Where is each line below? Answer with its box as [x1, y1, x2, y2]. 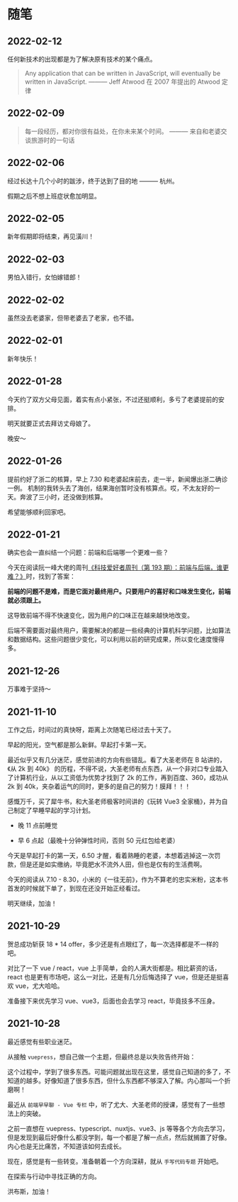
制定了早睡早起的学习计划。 [13, 806, 94, 814]
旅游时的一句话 [30, 135, 75, 144]
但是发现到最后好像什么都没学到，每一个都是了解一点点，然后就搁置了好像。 [7, 1133, 231, 1142]
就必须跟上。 [7, 596, 45, 605]
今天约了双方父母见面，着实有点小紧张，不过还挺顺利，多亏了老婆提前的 [7, 395, 218, 404]
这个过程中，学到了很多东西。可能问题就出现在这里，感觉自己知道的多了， [7, 1067, 225, 1076]
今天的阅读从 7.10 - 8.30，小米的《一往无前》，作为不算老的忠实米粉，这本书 [7, 875, 229, 884]
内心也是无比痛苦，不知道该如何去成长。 [7, 1142, 125, 1150]
